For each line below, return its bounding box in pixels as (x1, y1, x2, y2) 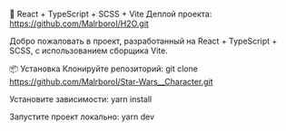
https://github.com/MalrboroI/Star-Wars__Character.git (9, 77, 213, 87)
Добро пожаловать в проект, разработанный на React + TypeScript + (9, 36, 278, 46)
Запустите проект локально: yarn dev (9, 111, 155, 122)
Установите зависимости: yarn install (9, 94, 153, 104)
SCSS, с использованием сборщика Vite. (9, 45, 168, 56)
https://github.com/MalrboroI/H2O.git (9, 18, 150, 29)
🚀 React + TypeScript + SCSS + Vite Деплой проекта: (9, 9, 212, 19)
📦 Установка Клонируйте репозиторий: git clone (9, 63, 198, 74)
